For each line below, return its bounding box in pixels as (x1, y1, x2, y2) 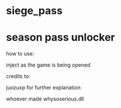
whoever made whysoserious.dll (6, 95, 84, 103)
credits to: (6, 73, 30, 80)
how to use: (6, 50, 34, 57)
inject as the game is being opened (6, 61, 91, 68)
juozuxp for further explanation (6, 84, 81, 91)
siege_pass (6, 4, 63, 18)
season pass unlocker (6, 31, 115, 44)
